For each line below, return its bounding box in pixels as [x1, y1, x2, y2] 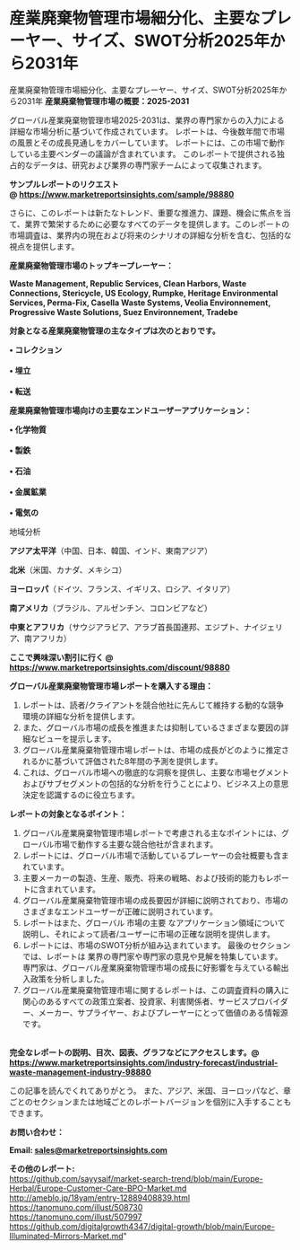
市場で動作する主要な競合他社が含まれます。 [53, 839, 219, 849]
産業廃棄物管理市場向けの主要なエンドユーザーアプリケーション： [9, 405, 253, 416]
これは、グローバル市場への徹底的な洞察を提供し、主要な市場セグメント [21, 767, 289, 778]
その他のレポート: [9, 1163, 75, 1174]
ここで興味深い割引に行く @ [9, 652, 114, 663]
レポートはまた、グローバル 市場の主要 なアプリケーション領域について [21, 917, 286, 928]
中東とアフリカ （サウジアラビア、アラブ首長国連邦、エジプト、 [9, 621, 244, 632]
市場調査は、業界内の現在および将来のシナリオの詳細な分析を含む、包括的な [9, 230, 292, 241]
